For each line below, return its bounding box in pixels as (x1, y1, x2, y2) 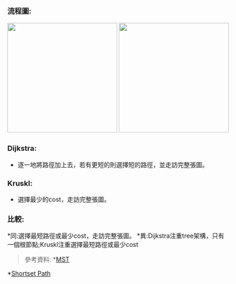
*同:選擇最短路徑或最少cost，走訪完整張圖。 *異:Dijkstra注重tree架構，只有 (7, 231, 225, 240)
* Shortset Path (7, 269, 51, 278)
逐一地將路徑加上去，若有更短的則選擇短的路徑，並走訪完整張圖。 (17, 160, 209, 169)
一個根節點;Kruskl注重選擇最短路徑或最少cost (7, 241, 139, 249)
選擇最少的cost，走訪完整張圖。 (17, 195, 111, 203)
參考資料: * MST (24, 255, 70, 264)
